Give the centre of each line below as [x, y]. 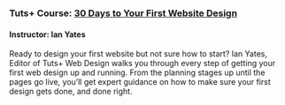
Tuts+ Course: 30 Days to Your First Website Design [123, 13]
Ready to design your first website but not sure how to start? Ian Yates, [139, 54]
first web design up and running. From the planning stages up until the [137, 72]
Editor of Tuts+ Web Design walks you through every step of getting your [142, 64]
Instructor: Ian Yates [47, 34]
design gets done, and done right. [71, 92]
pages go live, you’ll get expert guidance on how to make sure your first [140, 82]
